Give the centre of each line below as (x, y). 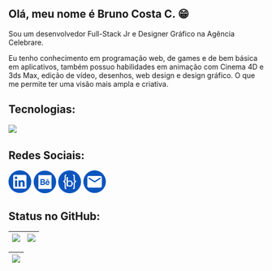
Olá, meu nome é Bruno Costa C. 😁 (99, 14)
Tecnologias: (42, 110)
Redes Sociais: (47, 155)
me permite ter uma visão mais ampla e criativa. (89, 84)
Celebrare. (26, 42)
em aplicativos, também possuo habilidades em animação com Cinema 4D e (136, 67)
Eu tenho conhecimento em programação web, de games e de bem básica (133, 58)
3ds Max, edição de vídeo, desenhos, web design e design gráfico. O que (132, 75)
